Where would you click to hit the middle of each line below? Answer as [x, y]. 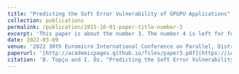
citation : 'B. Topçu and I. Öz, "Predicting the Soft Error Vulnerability [121, 60]
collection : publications [46, 20]
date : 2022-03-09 [33, 40]
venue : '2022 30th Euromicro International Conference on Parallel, [111, 47]
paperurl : [22, 54]
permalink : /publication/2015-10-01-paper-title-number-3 [95, 27]
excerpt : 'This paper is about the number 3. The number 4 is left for [116, 33]
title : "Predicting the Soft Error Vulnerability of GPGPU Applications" [119, 14]
